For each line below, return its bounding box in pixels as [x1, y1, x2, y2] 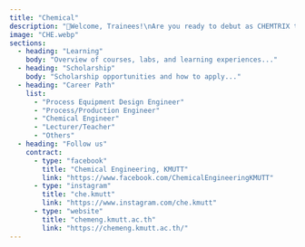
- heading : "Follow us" [17, 139, 107, 148]
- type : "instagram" [33, 182, 112, 191]
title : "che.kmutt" [42, 190, 116, 199]
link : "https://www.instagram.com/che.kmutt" [42, 198, 218, 208]
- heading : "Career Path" [17, 81, 116, 90]
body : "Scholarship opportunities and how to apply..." [25, 72, 242, 81]
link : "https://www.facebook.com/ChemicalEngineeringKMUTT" [42, 173, 274, 182]
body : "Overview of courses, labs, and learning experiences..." [25, 55, 279, 64]
